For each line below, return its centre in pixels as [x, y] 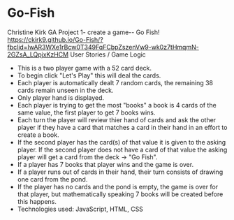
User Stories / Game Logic [108, 54]
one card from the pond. [52, 179]
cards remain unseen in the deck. [65, 90]
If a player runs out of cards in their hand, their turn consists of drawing [120, 172]
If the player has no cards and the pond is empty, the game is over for [118, 186]
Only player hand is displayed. [61, 97]
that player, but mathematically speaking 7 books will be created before [120, 194]
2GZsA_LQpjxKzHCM [38, 54]
